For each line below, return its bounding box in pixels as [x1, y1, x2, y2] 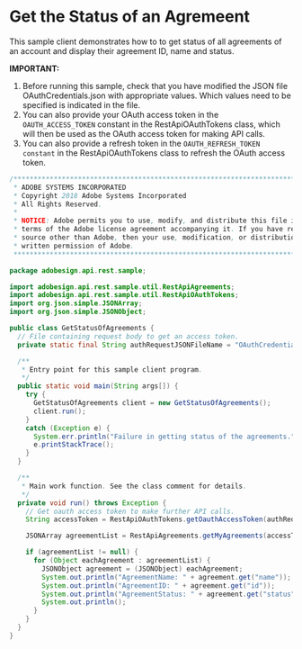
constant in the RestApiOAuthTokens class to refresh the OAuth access [22, 147, 286, 158]
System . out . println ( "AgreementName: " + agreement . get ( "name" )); [41, 572, 292, 581]
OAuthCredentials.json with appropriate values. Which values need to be [22, 90, 292, 101]
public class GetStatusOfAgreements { [9, 324, 155, 333]
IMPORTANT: [9, 63, 60, 74]
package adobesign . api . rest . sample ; [9, 266, 147, 275]
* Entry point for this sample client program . [21, 365, 203, 374]
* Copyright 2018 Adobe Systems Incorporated [13, 191, 187, 200]
